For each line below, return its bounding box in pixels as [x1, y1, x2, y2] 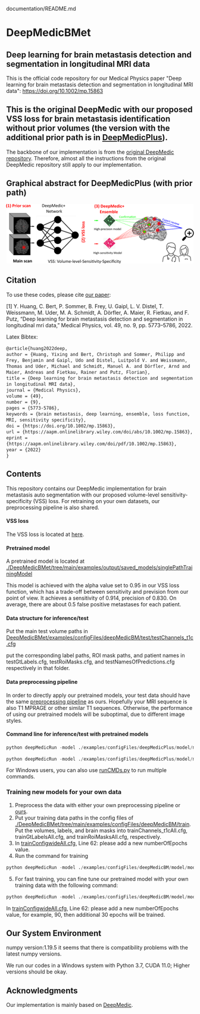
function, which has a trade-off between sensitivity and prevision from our [6, 588, 189, 596]
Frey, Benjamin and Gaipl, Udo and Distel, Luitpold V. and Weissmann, [6, 357, 187, 363]
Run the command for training [14, 852, 88, 859]
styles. [6, 717, 23, 724]
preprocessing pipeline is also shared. [6, 504, 99, 511]
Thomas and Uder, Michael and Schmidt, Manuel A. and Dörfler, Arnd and [6, 363, 190, 369]
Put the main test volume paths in [6, 628, 88, 635]
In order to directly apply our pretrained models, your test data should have [6, 691, 190, 699]
